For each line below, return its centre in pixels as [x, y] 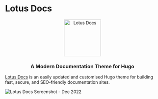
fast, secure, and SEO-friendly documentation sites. [58, 82]
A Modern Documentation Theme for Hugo [82, 66]
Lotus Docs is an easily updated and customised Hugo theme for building [79, 77]
